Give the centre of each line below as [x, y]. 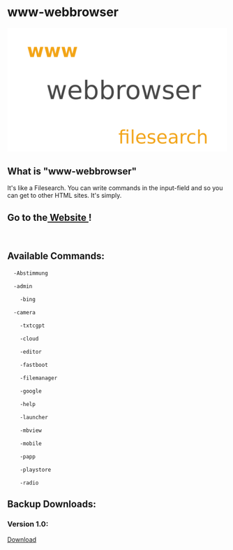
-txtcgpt [32, 326]
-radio [29, 483]
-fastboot [34, 365]
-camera [25, 312]
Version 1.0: [28, 524]
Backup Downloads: [52, 504]
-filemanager [39, 378]
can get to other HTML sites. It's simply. [65, 196]
